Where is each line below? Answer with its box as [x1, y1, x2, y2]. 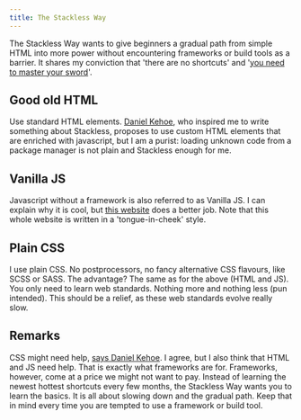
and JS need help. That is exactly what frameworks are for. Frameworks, [9, 362, 279, 372]
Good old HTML [9, 93, 99, 108]
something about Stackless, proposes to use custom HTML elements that [9, 126, 281, 137]
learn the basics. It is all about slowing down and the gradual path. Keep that [9, 390, 293, 401]
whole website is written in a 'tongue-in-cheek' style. [9, 214, 207, 225]
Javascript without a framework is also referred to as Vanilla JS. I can [9, 195, 266, 206]
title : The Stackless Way [9, 13, 106, 22]
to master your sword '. [9, 67, 93, 77]
